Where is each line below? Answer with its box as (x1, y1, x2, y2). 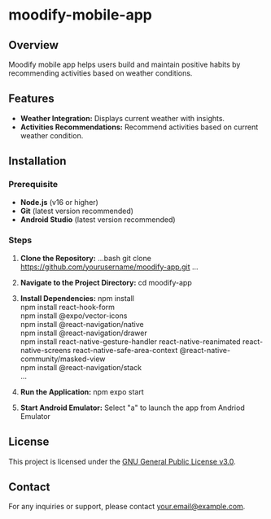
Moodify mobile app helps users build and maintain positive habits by (8, 59, 241, 69)
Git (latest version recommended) (20, 206, 134, 216)
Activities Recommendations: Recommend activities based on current (20, 122, 259, 132)
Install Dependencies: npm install (20, 293, 134, 303)
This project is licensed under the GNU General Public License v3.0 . (8, 456, 236, 466)
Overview (8, 38, 59, 52)
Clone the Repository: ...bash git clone (20, 253, 152, 263)
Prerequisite (8, 179, 59, 190)
